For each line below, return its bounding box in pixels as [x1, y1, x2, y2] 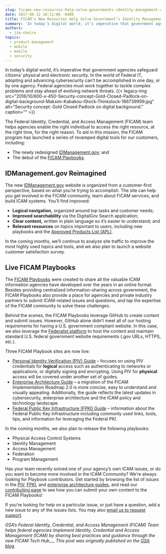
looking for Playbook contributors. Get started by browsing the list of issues [5, 477, 159, 482]
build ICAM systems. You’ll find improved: [5, 198, 90, 204]
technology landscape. [12, 400, 59, 406]
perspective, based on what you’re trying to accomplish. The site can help [5, 187, 156, 193]
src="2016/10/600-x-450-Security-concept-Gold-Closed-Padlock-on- [5, 93, 149, 99]
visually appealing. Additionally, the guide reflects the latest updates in [12, 390, 156, 395]
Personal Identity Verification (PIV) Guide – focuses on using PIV [12, 358, 144, 364]
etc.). [5, 339, 16, 345]
